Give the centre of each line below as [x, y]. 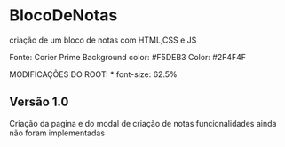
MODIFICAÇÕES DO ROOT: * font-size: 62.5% [93, 74]
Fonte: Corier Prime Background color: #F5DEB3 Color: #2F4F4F [128, 57]
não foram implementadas [57, 133]
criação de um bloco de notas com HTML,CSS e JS [103, 40]
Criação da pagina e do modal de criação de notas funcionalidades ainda [143, 123]
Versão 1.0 [39, 102]
